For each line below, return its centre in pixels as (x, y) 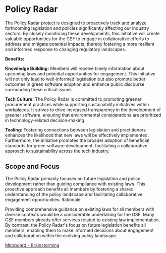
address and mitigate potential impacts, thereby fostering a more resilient (80, 44)
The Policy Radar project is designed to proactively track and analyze (76, 23)
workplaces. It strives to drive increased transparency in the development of (83, 110)
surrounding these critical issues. (39, 89)
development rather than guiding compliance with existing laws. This (75, 184)
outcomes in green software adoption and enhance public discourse (75, 84)
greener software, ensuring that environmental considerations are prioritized (83, 115)
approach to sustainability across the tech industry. (57, 151)
